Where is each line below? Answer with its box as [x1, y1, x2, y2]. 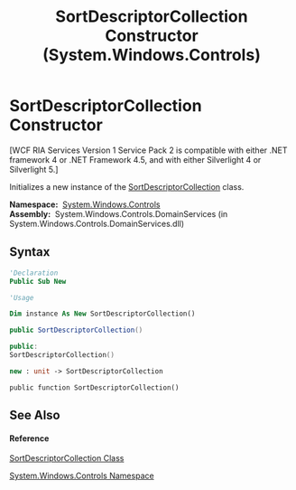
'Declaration [9, 269, 59, 278]
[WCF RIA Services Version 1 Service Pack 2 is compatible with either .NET [9, 145, 288, 155]
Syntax [9, 244, 51, 259]
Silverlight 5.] [9, 164, 59, 174]
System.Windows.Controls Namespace [9, 470, 155, 481]
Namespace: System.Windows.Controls [9, 199, 161, 210]
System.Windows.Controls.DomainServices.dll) [9, 218, 185, 229]
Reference [9, 432, 50, 444]
